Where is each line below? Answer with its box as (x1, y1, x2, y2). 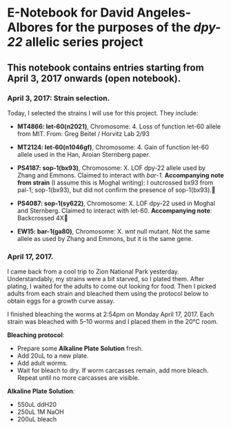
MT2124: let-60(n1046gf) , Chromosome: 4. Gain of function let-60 (17, 143, 209, 151)
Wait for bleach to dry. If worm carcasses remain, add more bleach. (17, 366, 209, 374)
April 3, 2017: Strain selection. (7, 93, 110, 103)
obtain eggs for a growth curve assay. (7, 297, 115, 305)
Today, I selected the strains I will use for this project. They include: (7, 108, 199, 117)
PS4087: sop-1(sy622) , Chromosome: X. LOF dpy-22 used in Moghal (17, 199, 216, 207)
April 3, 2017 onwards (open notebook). (7, 73, 181, 84)
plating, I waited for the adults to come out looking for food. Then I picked (7, 282, 217, 291)
